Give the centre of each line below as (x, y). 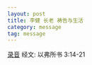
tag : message (27, 34)
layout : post (27, 14)
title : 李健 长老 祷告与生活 (45, 20)
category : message (34, 27)
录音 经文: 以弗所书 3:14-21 (46, 54)
